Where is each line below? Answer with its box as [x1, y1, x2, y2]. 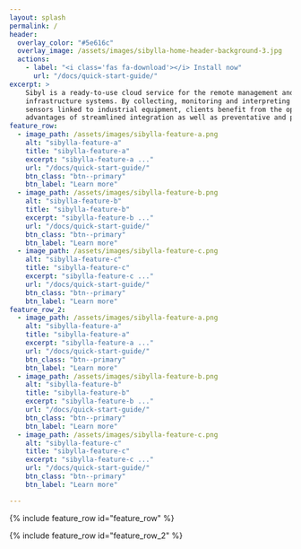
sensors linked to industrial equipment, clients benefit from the [25, 105, 282, 114]
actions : [17, 55, 50, 64]
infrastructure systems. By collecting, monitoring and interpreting [25, 96, 291, 106]
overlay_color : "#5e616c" [17, 38, 115, 48]
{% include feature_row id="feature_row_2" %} [9, 530, 184, 541]
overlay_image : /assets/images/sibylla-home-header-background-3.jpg [17, 47, 282, 56]
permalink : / [9, 22, 58, 30]
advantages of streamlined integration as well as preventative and [25, 113, 287, 122]
